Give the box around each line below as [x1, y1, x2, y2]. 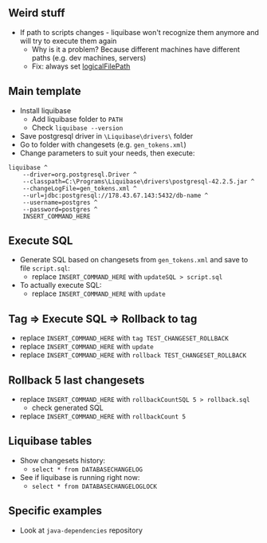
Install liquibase [19, 105, 72, 115]
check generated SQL [31, 403, 104, 413]
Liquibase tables [8, 435, 92, 448]
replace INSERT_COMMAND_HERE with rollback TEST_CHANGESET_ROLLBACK [19, 350, 247, 360]
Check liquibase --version [31, 123, 124, 132]
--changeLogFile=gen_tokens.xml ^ [22, 184, 137, 192]
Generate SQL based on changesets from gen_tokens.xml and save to [19, 255, 249, 265]
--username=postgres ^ [22, 199, 98, 207]
